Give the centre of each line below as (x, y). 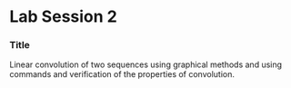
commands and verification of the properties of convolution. (122, 74)
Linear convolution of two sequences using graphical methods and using (146, 64)
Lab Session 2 (64, 17)
